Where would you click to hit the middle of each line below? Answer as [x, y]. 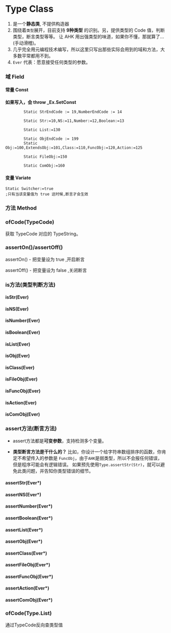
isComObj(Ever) [23, 414]
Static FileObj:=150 [45, 157]
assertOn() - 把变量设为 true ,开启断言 [45, 259]
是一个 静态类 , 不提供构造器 [41, 24]
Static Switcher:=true [29, 189]
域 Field [15, 76]
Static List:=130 [42, 130]
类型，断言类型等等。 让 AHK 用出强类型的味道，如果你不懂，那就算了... [88, 36]
